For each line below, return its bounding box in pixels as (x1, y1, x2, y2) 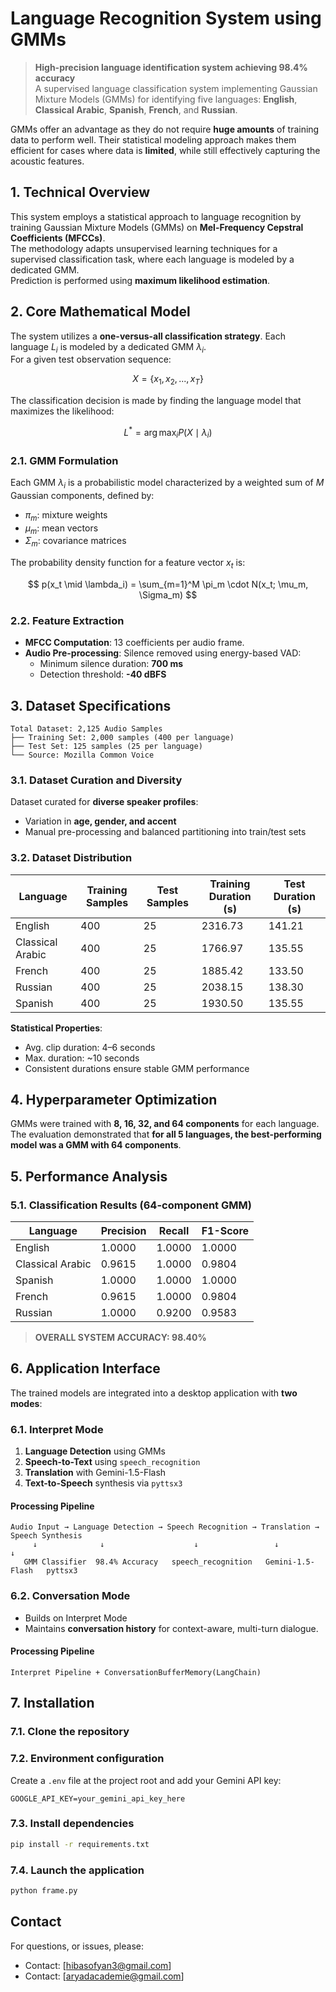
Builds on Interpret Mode (24, 1612, 128, 1624)
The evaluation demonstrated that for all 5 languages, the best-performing (10, 1128, 322, 1141)
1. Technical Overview (10, 184, 151, 201)
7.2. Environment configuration (10, 1752, 165, 1766)
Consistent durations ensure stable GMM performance (24, 1062, 250, 1074)
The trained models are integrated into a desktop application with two (10, 1387, 298, 1399)
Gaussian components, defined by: (10, 489, 155, 501)
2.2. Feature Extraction (10, 613, 125, 627)
